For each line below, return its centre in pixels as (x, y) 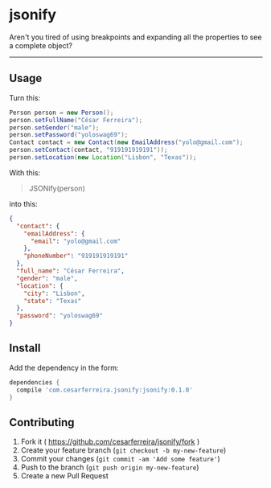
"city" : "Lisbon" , (54, 293)
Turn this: (25, 97)
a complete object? (41, 45)
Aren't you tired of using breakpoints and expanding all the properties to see (135, 37)
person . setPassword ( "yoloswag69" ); (69, 135)
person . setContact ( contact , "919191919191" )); (88, 150)
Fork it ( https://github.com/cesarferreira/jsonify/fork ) (110, 442)
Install (25, 349)
